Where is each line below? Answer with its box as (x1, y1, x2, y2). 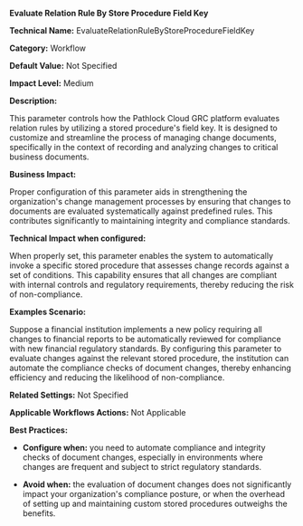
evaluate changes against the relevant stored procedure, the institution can (9, 353, 289, 363)
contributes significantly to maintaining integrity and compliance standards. (9, 215, 291, 225)
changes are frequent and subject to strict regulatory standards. (22, 462, 262, 472)
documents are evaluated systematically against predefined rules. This (9, 206, 273, 216)
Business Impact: (9, 169, 77, 179)
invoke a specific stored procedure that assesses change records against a (9, 260, 289, 271)
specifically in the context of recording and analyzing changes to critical (9, 142, 279, 152)
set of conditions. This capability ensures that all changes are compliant (9, 270, 278, 280)
